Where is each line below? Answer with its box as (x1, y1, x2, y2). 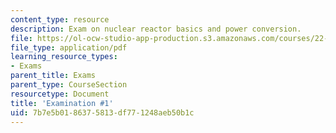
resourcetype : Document (10, 89, 110, 99)
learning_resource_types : (10, 52, 118, 62)
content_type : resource (10, 14, 110, 25)
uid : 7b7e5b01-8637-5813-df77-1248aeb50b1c (10, 107, 195, 118)
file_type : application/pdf (10, 42, 128, 53)
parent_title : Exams (10, 71, 97, 81)
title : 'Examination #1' (10, 98, 114, 108)
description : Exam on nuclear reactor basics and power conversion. (10, 24, 302, 34)
